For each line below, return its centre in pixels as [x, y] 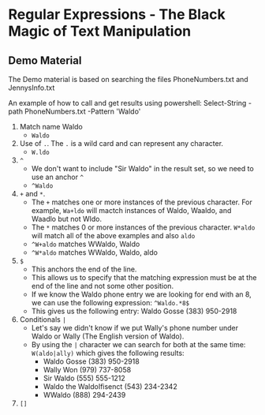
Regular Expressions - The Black [117, 15]
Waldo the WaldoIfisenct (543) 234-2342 [110, 387]
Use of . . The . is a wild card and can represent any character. [121, 143]
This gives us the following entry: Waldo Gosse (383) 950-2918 [134, 311]
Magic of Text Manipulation [100, 31]
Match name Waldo [51, 127]
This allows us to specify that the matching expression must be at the [144, 277]
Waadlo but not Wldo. [67, 219]
